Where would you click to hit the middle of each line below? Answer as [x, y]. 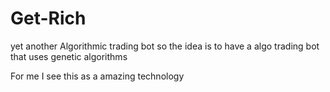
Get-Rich [48, 18]
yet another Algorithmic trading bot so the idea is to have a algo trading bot [165, 46]
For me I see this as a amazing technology [97, 76]
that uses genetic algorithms [69, 56]
